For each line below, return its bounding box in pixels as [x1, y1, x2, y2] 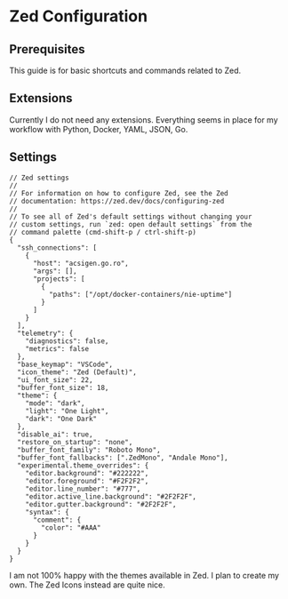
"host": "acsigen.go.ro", [32, 259, 129, 268]
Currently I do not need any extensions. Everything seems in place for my [9, 114, 278, 125]
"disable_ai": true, [17, 429, 93, 439]
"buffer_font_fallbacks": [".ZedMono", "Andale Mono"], [17, 453, 228, 462]
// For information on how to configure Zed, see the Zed [9, 188, 228, 197]
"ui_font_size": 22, [17, 375, 93, 384]
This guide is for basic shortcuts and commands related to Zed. [9, 65, 242, 76]
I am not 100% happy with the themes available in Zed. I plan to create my [9, 570, 280, 580]
